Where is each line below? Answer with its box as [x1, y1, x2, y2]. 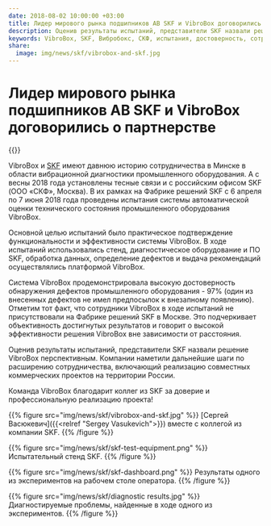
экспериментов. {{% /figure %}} [8, 508, 119, 518]
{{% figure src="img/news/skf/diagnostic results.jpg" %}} [8, 491, 201, 501]
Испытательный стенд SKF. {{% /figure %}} [8, 451, 156, 461]
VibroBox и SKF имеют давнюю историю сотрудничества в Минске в [8, 161, 246, 170]
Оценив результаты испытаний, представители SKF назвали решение [8, 344, 249, 354]
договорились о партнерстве [8, 119, 216, 137]
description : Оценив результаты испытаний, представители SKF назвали [8, 27, 251, 35]
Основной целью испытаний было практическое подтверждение [8, 228, 233, 237]
